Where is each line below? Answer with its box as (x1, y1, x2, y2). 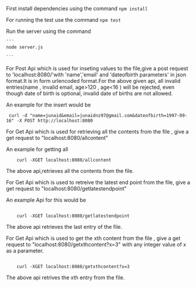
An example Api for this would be (6, 196, 86, 203)
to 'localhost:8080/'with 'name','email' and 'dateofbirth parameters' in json (6, 71, 187, 78)
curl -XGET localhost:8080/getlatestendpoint (16, 213, 130, 219)
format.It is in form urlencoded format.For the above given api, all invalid (6, 78, 181, 84)
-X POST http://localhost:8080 (16, 118, 93, 124)
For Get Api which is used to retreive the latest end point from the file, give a (6, 179, 191, 186)
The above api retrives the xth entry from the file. (6, 274, 125, 281)
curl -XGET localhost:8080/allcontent (16, 157, 111, 163)
